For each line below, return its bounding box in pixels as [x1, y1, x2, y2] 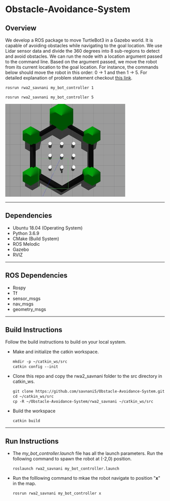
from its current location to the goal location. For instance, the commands [5, 64, 158, 70]
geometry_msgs [12, 306, 47, 312]
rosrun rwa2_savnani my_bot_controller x [12, 491, 101, 496]
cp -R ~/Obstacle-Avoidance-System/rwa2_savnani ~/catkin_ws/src [12, 399, 153, 404]
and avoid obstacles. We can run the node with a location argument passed [5, 53, 163, 59]
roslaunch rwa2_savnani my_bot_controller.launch [12, 466, 120, 472]
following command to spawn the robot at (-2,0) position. [12, 456, 132, 462]
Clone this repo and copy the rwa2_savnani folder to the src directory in [12, 373, 162, 379]
